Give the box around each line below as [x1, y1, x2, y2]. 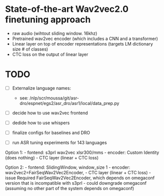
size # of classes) [12, 46, 48, 52]
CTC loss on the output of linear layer [12, 51, 89, 57]
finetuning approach [5, 14, 91, 25]
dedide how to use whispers [12, 120, 70, 126]
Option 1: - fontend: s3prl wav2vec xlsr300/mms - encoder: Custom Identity [5, 149, 159, 155]
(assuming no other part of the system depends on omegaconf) [5, 186, 134, 192]
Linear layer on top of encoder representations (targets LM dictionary [12, 41, 153, 47]
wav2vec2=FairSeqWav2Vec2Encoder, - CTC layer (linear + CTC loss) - [5, 170, 151, 176]
